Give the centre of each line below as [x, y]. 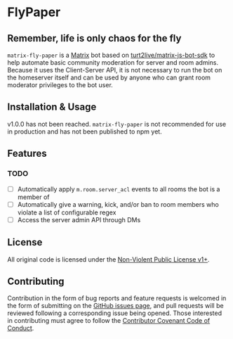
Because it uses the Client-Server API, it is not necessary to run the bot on [115, 70]
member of [34, 197]
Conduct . [21, 328]
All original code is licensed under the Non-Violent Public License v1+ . [108, 259]
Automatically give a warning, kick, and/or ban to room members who [118, 204]
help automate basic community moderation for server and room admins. [113, 63]
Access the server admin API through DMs [79, 219]
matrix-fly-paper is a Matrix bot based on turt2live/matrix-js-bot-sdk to [111, 55]
